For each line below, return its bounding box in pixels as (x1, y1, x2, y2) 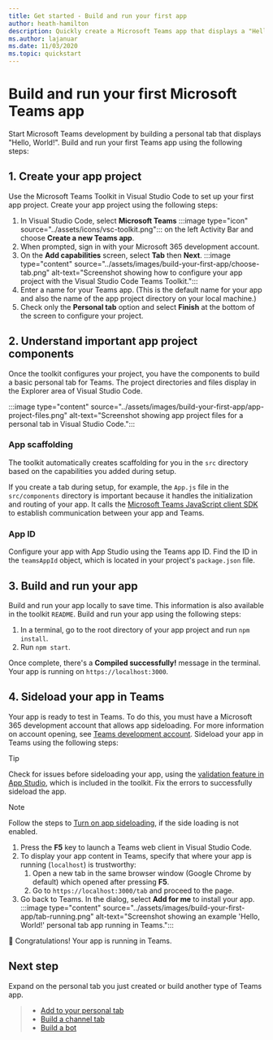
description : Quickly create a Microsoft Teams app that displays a (8, 27, 245, 35)
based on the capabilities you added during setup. (8, 466, 177, 476)
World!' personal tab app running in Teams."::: (19, 920, 175, 929)
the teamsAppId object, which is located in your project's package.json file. (8, 555, 256, 565)
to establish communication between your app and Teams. (8, 507, 205, 517)
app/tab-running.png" (19, 912, 94, 921)
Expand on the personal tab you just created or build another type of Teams (8, 981, 262, 990)
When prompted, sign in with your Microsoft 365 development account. (19, 242, 260, 251)
